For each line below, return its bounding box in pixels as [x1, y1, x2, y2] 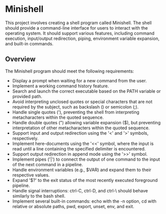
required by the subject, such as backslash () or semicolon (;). [12, 104, 139, 109]
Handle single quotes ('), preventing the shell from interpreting [12, 109, 140, 115]
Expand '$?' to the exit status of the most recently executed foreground [12, 177, 158, 183]
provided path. [12, 93, 42, 99]
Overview [5, 55, 36, 64]
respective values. [12, 172, 50, 178]
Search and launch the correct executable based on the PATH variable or [12, 88, 161, 94]
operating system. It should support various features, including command [5, 30, 155, 36]
